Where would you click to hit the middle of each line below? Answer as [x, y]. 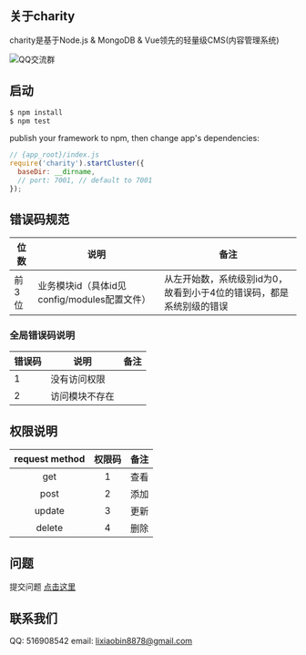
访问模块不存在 [83, 396]
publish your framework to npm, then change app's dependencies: [134, 138]
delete [50, 527]
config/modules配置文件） [94, 299]
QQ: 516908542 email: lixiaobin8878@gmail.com [101, 641]
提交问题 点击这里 [42, 587]
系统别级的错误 [196, 306]
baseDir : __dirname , [56, 172]
